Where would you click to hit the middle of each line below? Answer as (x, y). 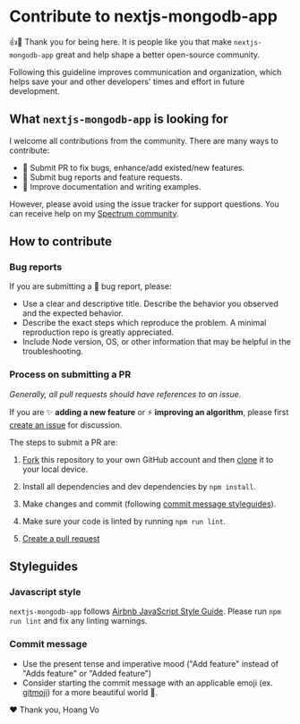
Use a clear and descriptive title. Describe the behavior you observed (150, 304)
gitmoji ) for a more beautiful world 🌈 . (90, 692)
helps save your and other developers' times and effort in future (127, 81)
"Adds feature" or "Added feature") (87, 673)
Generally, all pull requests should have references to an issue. (125, 394)
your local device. (55, 469)
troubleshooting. (52, 352)
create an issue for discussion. (66, 425)
